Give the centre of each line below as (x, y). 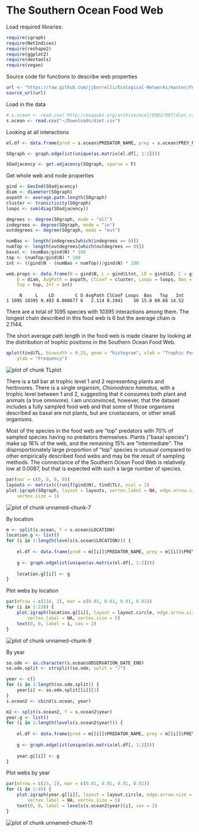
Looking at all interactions (38, 132)
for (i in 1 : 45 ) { (29, 789)
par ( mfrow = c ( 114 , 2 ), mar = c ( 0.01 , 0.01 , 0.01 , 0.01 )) (79, 602)
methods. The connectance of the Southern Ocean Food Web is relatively (96, 462)
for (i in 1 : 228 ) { (30, 607)
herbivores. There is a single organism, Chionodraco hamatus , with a (90, 388)
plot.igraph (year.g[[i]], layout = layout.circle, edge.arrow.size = (105, 795)
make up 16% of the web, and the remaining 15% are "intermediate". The (95, 443)
